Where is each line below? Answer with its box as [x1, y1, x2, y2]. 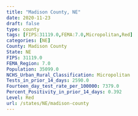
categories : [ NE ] [6, 37, 51, 44]
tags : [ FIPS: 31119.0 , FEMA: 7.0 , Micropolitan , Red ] [6, 32, 133, 38]
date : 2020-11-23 [6, 15, 51, 21]
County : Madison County [6, 44, 67, 50]
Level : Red [6, 95, 34, 101]
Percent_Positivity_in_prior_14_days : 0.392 [6, 89, 122, 95]
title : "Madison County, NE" [6, 9, 81, 15]
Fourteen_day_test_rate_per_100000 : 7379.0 [6, 83, 120, 90]
